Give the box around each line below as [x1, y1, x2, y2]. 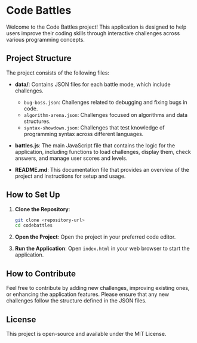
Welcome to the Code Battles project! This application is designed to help [6, 23, 187, 30]
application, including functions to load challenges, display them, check [14, 148, 191, 155]
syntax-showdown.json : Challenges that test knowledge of [23, 123, 165, 131]
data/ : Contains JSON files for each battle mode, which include [14, 81, 171, 88]
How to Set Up [6, 190, 60, 200]
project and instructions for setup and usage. [14, 172, 126, 180]
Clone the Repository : [14, 205, 70, 212]
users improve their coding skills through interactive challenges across [6, 29, 180, 36]
